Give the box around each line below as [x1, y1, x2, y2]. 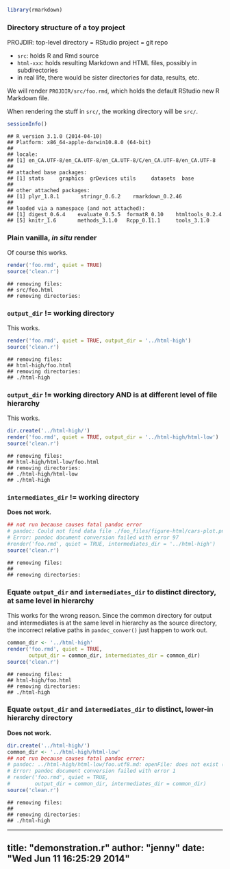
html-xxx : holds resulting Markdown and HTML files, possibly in [16, 59, 197, 67]
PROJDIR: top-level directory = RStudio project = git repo [7, 38, 168, 47]
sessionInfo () [7, 121, 48, 128]
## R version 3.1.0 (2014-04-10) [7, 133, 103, 140]
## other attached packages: [7, 187, 90, 194]
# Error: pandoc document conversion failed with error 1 [7, 767, 176, 775]
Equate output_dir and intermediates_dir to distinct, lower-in [7, 704, 214, 714]
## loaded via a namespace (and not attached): [7, 205, 146, 212]
